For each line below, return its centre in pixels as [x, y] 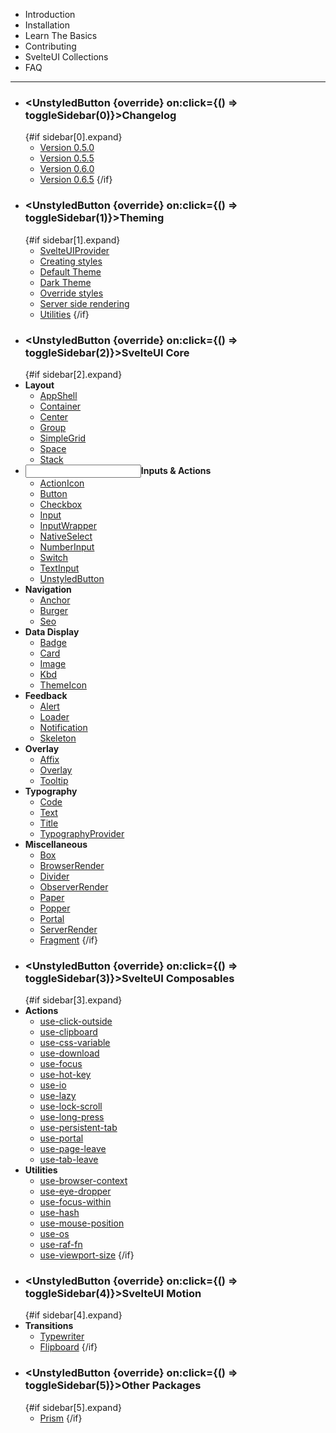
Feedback [46, 695]
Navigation [48, 589]
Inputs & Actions [176, 470]
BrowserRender [72, 865]
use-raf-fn [61, 1245]
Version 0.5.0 [67, 148]
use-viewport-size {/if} [87, 1255]
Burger [54, 610]
